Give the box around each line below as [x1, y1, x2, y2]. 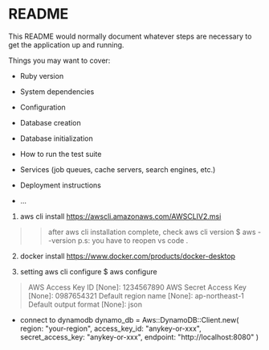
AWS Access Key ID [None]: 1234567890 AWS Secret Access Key [27, 282, 247, 292]
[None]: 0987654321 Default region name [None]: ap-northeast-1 [27, 290, 245, 300]
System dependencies [19, 86, 95, 97]
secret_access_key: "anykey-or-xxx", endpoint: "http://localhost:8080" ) [19, 331, 259, 342]
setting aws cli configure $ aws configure [19, 266, 158, 276]
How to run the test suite [19, 149, 102, 159]
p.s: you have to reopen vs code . [77, 235, 189, 245]
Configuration [19, 102, 66, 112]
